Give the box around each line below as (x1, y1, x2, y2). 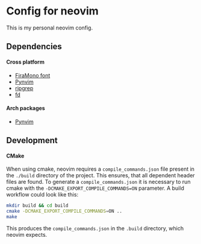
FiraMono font (14, 72, 51, 79)
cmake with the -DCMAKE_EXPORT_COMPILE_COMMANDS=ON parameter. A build (6, 185, 185, 192)
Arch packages (6, 105, 45, 112)
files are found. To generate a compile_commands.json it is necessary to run (6, 178, 191, 186)
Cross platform (6, 58, 45, 66)
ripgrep (14, 84, 34, 91)
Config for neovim (6, 4, 99, 18)
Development (6, 135, 58, 145)
